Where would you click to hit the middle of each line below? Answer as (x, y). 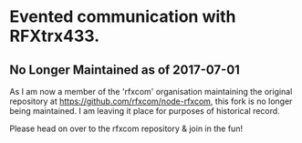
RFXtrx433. (55, 36)
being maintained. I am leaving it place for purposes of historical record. (145, 111)
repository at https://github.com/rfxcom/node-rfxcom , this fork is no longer (151, 101)
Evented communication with (123, 17)
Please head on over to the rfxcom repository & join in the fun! (126, 128)
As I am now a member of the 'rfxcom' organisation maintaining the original (151, 92)
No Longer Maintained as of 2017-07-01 (125, 70)
